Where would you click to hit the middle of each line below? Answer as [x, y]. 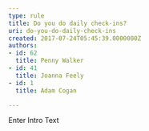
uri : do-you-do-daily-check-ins [62, 31]
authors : [23, 46]
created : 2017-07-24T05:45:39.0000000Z [75, 38]
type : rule [26, 16]
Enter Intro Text [34, 121]
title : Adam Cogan [46, 90]
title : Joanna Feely [50, 76]
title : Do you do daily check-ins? [68, 23]
